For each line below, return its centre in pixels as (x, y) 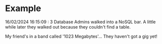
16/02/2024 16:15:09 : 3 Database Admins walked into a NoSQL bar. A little (81, 22)
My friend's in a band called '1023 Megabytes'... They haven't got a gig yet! (81, 36)
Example (23, 8)
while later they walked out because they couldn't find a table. (68, 27)
